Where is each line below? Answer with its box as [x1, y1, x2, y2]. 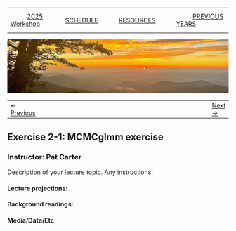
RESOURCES [118, 15, 156, 25]
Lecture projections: [7, 184, 68, 192]
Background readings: [7, 200, 74, 209]
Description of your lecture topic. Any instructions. [7, 168, 153, 176]
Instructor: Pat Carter [7, 152, 82, 161]
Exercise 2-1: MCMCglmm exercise [7, 131, 164, 143]
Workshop [10, 20, 41, 28]
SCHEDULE [65, 15, 98, 25]
